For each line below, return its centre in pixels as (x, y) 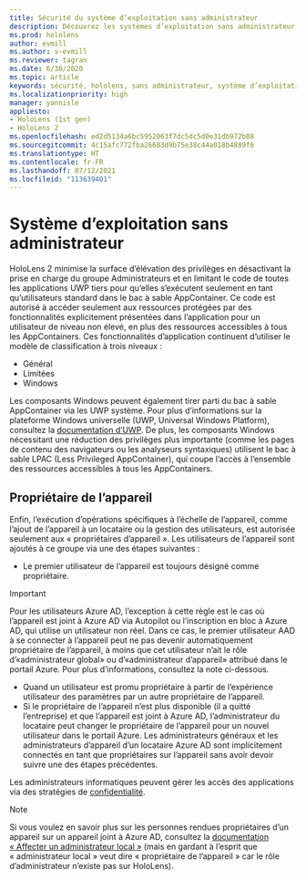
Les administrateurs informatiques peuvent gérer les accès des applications (152, 782)
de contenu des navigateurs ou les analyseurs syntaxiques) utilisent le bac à (153, 450)
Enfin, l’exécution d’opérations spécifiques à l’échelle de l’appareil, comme (149, 519)
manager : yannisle (44, 103)
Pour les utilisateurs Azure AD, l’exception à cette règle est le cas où (137, 611)
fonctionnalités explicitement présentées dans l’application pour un (135, 317)
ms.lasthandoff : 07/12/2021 (63, 171)
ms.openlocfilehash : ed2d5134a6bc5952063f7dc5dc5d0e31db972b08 (132, 137)
